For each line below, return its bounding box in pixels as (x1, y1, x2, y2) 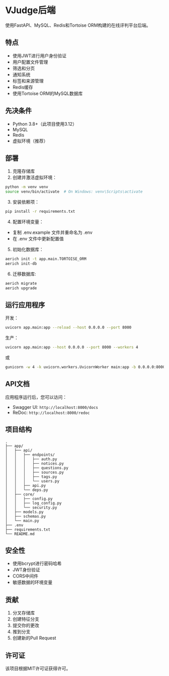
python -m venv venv (5, 185, 49, 190)
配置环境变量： (12, 219, 44, 224)
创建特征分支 (12, 616, 39, 622)
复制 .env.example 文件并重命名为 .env (12, 229, 93, 235)
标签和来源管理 (12, 77, 44, 83)
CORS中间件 (12, 573, 39, 579)
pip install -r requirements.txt (5, 209, 75, 214)
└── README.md (5, 531, 35, 536)
